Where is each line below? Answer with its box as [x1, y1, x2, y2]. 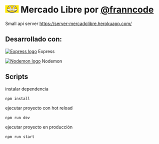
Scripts [5, 72, 28, 81]
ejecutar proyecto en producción [5, 124, 73, 130]
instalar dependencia [5, 85, 49, 91]
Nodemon [41, 58, 62, 64]
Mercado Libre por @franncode [20, 4, 154, 15]
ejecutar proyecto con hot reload [5, 104, 73, 111]
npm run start [5, 134, 35, 139]
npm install [5, 96, 30, 101]
